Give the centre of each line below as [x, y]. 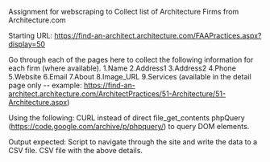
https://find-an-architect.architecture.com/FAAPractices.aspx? [158, 36]
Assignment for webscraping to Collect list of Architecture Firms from [124, 12]
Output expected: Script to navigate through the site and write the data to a [133, 142]
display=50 [27, 44]
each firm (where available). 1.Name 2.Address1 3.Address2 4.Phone [122, 68]
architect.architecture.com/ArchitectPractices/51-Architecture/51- [117, 94]
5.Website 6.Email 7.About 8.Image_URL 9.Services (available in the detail [130, 77]
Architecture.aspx [38, 102]
